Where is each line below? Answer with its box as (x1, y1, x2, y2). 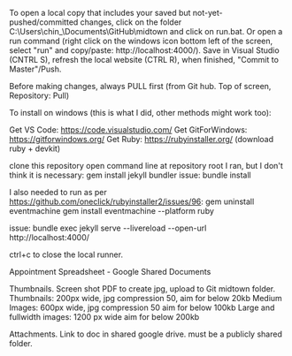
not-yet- (192, 8, 223, 18)
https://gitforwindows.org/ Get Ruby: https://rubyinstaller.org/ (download (9, 134, 274, 144)
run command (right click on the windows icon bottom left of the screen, (9, 35, 273, 46)
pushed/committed (9, 17, 79, 27)
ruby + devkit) (9, 143, 61, 154)
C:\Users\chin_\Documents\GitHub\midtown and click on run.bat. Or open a (9, 27, 283, 36)
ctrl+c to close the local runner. (9, 249, 124, 260)
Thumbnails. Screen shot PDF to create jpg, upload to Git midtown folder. (9, 284, 276, 294)
